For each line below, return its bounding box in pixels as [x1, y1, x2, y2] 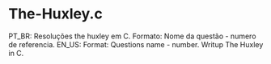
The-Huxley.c [8, 5, 103, 23]
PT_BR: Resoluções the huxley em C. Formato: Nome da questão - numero [8, 31, 256, 41]
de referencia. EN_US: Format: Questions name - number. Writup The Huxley [8, 39, 264, 49]
